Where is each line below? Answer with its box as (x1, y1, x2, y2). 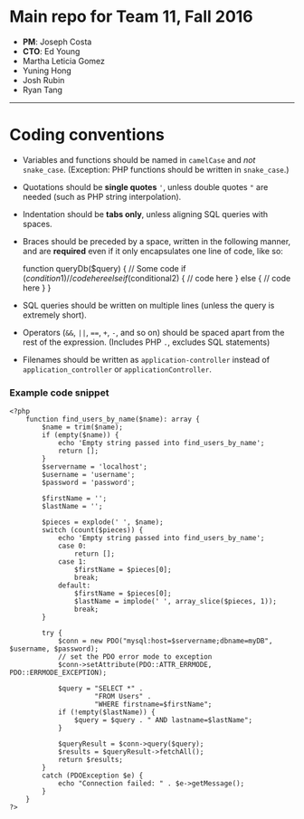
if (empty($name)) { (42, 431, 119, 440)
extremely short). (22, 310, 88, 320)
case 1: (57, 557, 88, 567)
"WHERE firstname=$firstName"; (94, 700, 213, 709)
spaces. (22, 218, 52, 229)
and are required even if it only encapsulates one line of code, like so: (22, 245, 283, 256)
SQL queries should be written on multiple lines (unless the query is (22, 300, 275, 310)
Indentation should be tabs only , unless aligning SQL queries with (22, 208, 269, 219)
